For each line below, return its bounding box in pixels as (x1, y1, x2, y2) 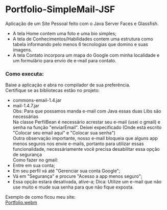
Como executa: (5, 70, 44, 77)
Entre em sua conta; (12, 162, 55, 169)
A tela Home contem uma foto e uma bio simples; (12, 30, 116, 36)
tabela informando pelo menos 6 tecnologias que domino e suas (12, 41, 148, 47)
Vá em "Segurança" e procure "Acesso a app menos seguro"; (12, 173, 142, 179)
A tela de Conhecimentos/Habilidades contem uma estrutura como (12, 36, 153, 42)
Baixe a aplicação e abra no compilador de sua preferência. (5, 82, 131, 88)
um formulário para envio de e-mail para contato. (12, 57, 116, 63)
